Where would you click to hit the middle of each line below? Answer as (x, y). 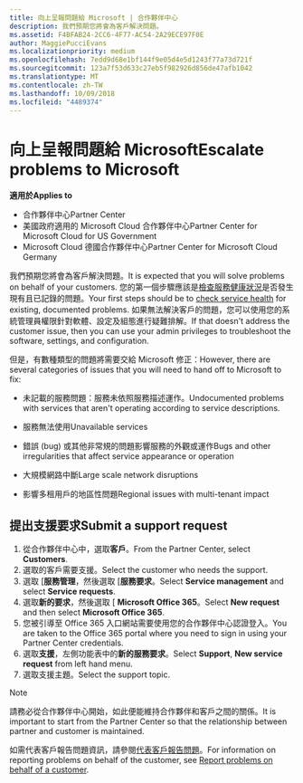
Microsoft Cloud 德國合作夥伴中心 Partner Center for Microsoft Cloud (150, 247)
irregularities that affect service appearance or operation (128, 456)
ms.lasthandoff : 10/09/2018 (62, 93)
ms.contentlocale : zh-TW (56, 85)
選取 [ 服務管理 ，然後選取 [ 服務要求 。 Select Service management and (153, 581)
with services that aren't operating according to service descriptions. (151, 408)
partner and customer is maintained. (77, 731)
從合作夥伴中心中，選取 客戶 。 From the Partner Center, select (137, 549)
